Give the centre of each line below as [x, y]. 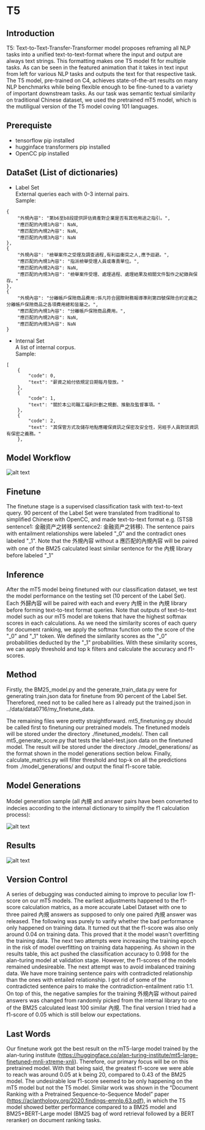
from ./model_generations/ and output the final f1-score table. [84, 766]
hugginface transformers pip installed [62, 147]
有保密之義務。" [24, 434]
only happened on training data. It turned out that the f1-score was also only [102, 928]
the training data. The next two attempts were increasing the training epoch [102, 941]
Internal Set [30, 341]
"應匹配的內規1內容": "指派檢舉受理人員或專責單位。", [78, 261]
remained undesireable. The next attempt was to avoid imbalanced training [101, 967]
